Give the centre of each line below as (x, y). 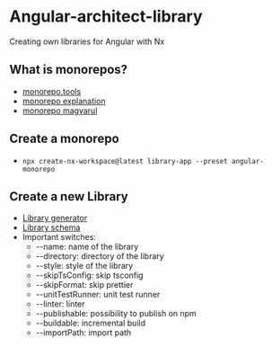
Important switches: (59, 237)
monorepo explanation (64, 101)
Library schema (51, 227)
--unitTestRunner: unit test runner (98, 295)
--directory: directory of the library (100, 256)
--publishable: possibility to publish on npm (116, 314)
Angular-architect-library (106, 17)
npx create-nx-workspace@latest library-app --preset (125, 161)
